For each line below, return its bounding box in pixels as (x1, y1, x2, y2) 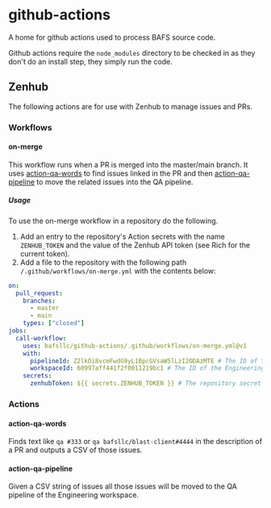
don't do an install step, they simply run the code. (8, 57, 173, 66)
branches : (23, 297, 56, 305)
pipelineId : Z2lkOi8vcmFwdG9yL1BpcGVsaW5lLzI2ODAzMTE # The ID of (29, 357, 258, 365)
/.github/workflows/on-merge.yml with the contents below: (19, 265, 216, 276)
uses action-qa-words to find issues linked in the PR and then (8, 168, 214, 178)
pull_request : (15, 289, 63, 297)
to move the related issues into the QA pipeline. (35, 176, 194, 187)
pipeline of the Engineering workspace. (8, 490, 140, 500)
